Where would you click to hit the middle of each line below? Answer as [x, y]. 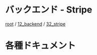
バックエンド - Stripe [49, 10]
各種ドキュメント [41, 46]
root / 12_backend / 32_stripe [35, 24]
